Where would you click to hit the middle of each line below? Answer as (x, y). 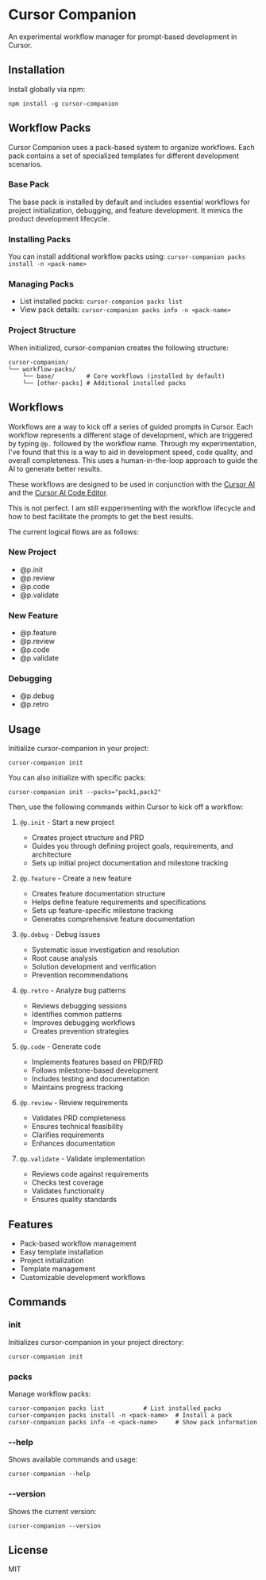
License (28, 1550)
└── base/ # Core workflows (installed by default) (124, 376)
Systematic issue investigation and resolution (106, 950)
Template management (57, 1269)
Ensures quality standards (74, 1200)
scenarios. (25, 164)
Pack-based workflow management (78, 1243)
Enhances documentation (73, 1143)
